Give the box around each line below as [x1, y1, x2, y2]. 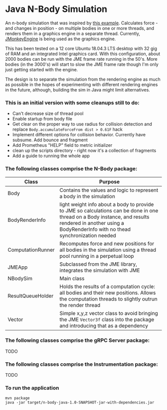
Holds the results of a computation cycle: [59, 283, 156, 290]
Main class [59, 275, 84, 282]
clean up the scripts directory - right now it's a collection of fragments [12, 148, 157, 154]
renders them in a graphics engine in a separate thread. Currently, [5, 30, 141, 36]
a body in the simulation [59, 193, 115, 200]
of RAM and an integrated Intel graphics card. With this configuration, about [5, 51, 161, 57]
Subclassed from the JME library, [59, 260, 138, 267]
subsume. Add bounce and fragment [12, 137, 88, 143]
